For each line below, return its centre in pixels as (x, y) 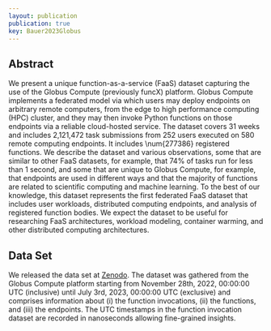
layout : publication (43, 16)
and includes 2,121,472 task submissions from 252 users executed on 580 (131, 135)
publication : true (39, 24)
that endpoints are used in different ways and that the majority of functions (133, 178)
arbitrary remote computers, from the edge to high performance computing (134, 110)
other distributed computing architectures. (79, 230)
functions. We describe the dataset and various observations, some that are (135, 153)
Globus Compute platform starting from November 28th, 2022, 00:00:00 (129, 284)
